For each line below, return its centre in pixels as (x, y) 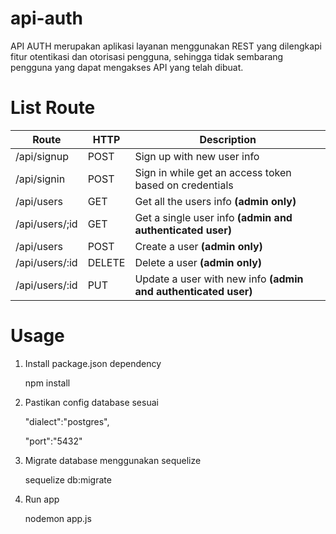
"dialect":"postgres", (67, 421)
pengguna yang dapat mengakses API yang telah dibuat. (127, 67)
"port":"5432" (53, 441)
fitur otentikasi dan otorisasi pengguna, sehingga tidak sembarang (147, 56)
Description (228, 139)
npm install (47, 383)
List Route (53, 108)
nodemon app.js (58, 518)
